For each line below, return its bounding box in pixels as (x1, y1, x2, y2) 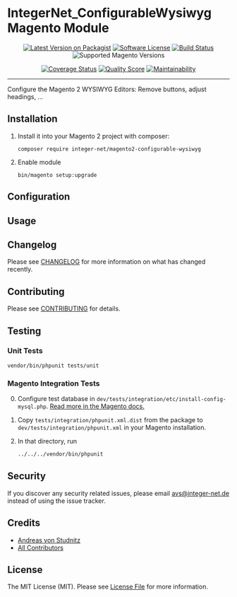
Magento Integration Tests (7, 378, 100, 388)
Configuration (7, 191, 71, 203)
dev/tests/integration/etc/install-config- (96, 396, 226, 403)
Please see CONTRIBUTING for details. (7, 304, 121, 313)
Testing (7, 325, 42, 337)
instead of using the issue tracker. (7, 497, 106, 505)
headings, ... (7, 92, 44, 100)
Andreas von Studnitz (17, 535, 81, 544)
